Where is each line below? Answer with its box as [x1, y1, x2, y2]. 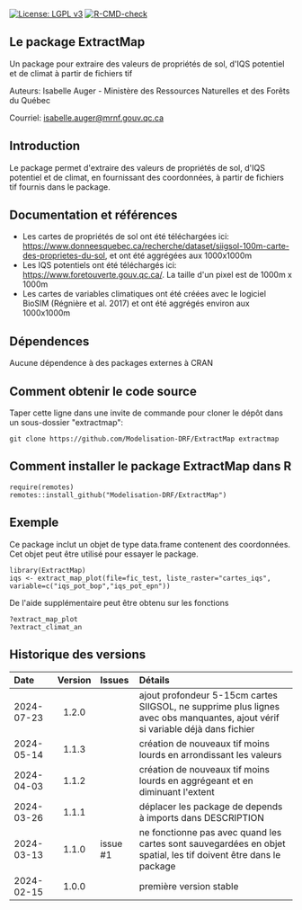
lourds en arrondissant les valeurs [138, 748, 282, 761]
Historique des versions [9, 647, 147, 663]
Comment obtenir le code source [9, 383, 198, 399]
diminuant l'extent [138, 785, 215, 798]
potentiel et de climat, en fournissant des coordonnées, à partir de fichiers [9, 172, 285, 183]
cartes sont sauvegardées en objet [138, 837, 286, 850]
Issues [100, 674, 129, 686]
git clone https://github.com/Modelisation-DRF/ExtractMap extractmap [9, 434, 280, 444]
